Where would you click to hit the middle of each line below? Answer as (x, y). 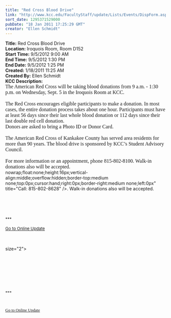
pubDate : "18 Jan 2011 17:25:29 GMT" (45, 24)
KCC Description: (24, 81)
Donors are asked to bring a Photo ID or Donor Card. (59, 127)
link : (11, 15)
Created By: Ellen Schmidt (33, 76)
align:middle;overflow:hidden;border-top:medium (57, 178)
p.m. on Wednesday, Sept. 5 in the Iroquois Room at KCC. (65, 93)
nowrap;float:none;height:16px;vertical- (47, 172)
